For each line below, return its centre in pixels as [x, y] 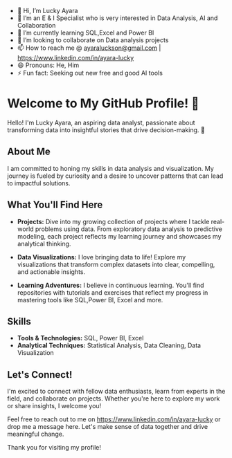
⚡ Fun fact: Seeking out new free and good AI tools [90, 73]
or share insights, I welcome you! [54, 406]
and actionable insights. [51, 272]
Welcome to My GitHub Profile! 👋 [103, 103]
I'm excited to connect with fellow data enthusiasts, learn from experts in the [116, 392]
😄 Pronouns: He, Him [48, 65]
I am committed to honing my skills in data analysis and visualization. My [111, 168]
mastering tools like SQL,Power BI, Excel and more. [90, 300]
